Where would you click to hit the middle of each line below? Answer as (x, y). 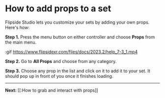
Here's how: (17, 27)
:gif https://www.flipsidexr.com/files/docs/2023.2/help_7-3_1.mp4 (71, 52)
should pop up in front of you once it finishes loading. (59, 76)
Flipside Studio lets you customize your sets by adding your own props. (77, 22)
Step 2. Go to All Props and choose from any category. (61, 61)
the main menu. (21, 42)
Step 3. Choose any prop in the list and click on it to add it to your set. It (78, 71)
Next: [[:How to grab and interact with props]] (52, 90)
